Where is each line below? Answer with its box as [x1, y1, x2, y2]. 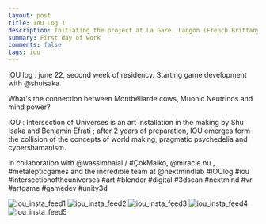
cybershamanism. [8, 143, 66, 152]
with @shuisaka [8, 78, 60, 88]
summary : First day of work [8, 33, 101, 42]
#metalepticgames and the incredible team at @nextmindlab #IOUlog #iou [8, 167, 250, 176]
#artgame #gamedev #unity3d [8, 184, 108, 192]
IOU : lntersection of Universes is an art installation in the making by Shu [8, 118, 244, 127]
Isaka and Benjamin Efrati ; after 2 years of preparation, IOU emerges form [8, 126, 251, 135]
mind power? [8, 102, 51, 112]
